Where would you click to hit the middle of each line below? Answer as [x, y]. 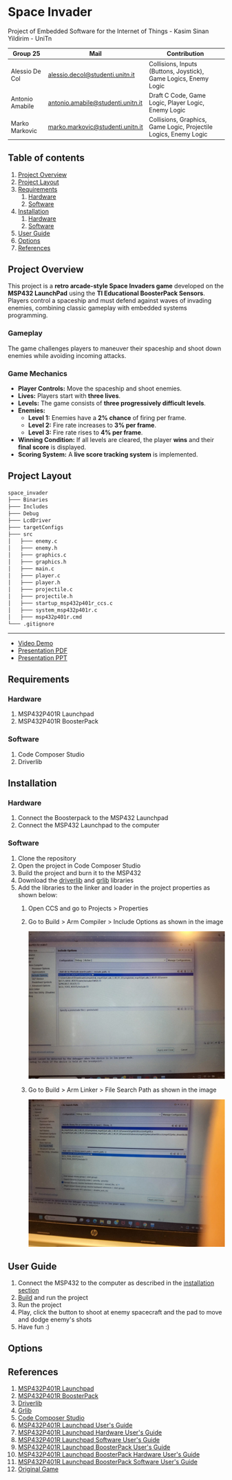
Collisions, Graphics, [178, 120]
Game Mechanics [38, 373]
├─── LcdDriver [30, 520]
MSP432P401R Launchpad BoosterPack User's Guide [94, 1447]
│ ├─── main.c [31, 569]
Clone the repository [47, 858]
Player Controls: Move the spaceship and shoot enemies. [99, 388]
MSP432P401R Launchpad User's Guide [75, 1426]
